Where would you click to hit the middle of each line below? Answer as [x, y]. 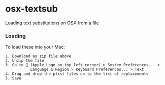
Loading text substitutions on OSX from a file [52, 23]
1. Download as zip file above [38, 56]
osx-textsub [32, 9]
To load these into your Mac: [35, 47]
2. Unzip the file [25, 61]
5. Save [13, 78]
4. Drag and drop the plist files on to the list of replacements [77, 74]
